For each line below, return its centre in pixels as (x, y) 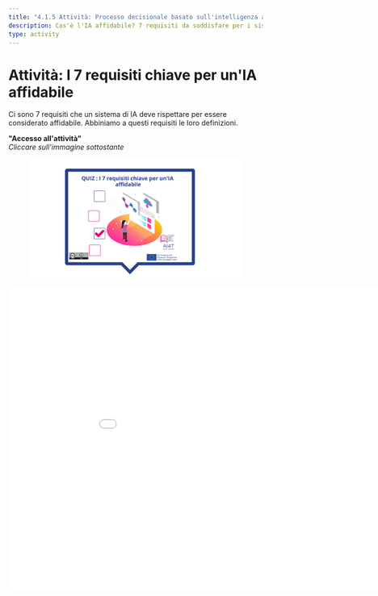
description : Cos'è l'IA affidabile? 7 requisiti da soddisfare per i (130, 25)
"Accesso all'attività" (45, 139)
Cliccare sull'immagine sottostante (66, 147)
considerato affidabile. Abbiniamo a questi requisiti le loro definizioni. (123, 123)
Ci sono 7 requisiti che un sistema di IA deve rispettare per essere (118, 115)
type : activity (34, 34)
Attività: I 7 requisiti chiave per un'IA (132, 75)
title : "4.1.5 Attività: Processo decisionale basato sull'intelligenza (133, 17)
